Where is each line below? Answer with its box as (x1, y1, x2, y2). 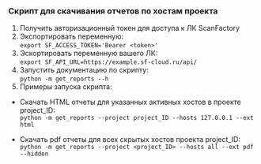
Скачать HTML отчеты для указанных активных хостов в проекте (19, 97, 241, 107)
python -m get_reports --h (19, 75, 109, 84)
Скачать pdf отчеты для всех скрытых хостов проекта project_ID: (19, 135, 241, 144)
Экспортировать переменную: (19, 32, 124, 41)
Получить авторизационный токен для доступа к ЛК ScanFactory (19, 24, 240, 33)
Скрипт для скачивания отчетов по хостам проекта (8, 6, 218, 17)
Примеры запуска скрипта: (19, 82, 112, 91)
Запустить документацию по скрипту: (19, 65, 149, 75)
